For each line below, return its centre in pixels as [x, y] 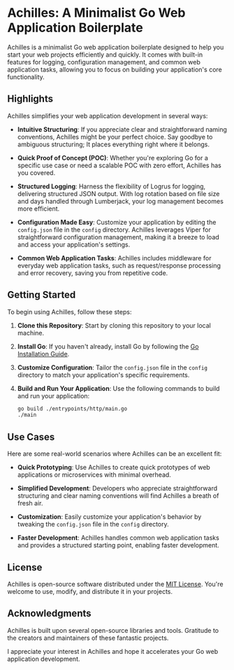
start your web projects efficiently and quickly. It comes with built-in [105, 55]
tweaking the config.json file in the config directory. [93, 524]
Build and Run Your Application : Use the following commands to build [118, 388]
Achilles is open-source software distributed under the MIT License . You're [115, 584]
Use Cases [31, 437]
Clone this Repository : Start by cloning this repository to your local [114, 325]
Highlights [30, 99]
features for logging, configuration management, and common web [104, 62]
